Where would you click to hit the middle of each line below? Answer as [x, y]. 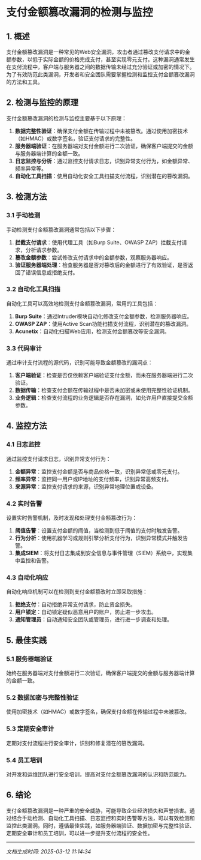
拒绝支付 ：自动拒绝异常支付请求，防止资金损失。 [75, 604]
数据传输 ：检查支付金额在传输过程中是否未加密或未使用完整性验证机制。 [104, 390]
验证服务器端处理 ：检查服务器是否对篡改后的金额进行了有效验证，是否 [101, 265]
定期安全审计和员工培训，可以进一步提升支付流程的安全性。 [80, 833]
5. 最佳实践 [26, 640]
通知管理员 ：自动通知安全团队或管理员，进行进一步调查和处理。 [93, 619]
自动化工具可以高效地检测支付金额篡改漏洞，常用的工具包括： [82, 303]
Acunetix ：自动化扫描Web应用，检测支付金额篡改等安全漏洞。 [92, 331]
